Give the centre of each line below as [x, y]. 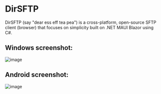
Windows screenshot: [39, 48]
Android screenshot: [37, 75]
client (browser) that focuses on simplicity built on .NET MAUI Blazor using [79, 27]
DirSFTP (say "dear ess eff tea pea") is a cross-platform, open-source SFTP [81, 22]
